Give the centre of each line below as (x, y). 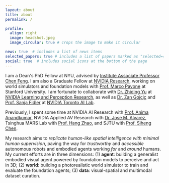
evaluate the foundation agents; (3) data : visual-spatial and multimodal (79, 170)
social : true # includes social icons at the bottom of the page (76, 61)
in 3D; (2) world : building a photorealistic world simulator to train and (77, 165)
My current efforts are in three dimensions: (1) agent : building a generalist (82, 154)
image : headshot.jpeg (32, 38)
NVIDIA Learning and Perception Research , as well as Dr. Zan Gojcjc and (80, 97)
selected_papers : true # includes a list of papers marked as (72, 56)
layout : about (20, 10)
